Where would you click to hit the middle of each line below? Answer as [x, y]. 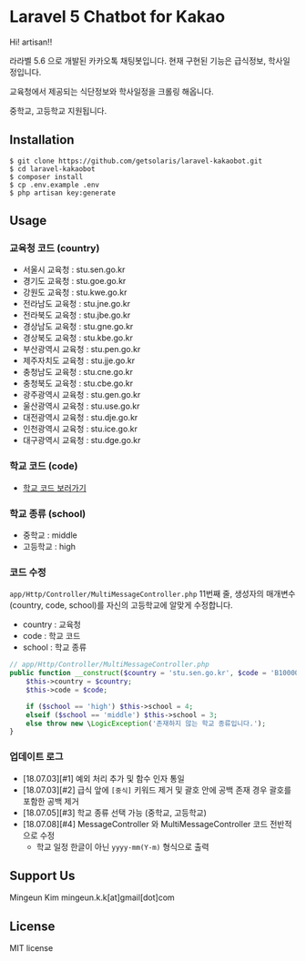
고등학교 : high [49, 547]
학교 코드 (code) [44, 466]
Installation [42, 140]
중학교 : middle [50, 535]
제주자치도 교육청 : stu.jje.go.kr [78, 360]
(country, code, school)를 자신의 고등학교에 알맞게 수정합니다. [122, 605]
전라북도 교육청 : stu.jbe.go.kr [76, 315]
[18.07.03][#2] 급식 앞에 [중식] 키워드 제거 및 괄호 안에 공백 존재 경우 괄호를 [157, 790]
